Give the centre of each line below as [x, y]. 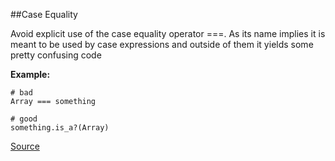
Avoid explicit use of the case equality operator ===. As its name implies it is [168, 33]
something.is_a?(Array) [60, 128]
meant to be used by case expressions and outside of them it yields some [162, 44]
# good [24, 119]
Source [25, 146]
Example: [30, 74]
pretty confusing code [56, 55]
